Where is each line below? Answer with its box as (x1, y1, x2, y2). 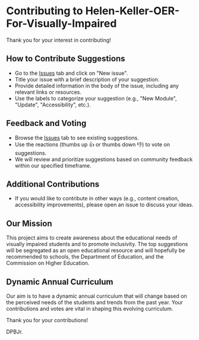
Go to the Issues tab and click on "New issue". (14, 70, 128, 77)
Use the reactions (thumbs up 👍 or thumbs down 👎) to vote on (14, 141, 170, 148)
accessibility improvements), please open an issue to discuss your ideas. (14, 201, 194, 209)
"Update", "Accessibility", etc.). (14, 101, 91, 108)
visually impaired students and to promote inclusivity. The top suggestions (6, 241, 188, 248)
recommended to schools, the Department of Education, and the (6, 253, 164, 260)
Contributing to (6, 4, 83, 18)
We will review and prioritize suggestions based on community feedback (14, 156, 193, 163)
